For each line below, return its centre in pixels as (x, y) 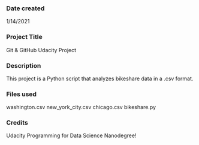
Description (24, 65)
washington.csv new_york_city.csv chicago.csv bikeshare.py (81, 107)
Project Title (25, 37)
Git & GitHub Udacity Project (41, 50)
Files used (22, 94)
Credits (17, 123)
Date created (25, 8)
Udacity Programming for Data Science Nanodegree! (71, 135)
